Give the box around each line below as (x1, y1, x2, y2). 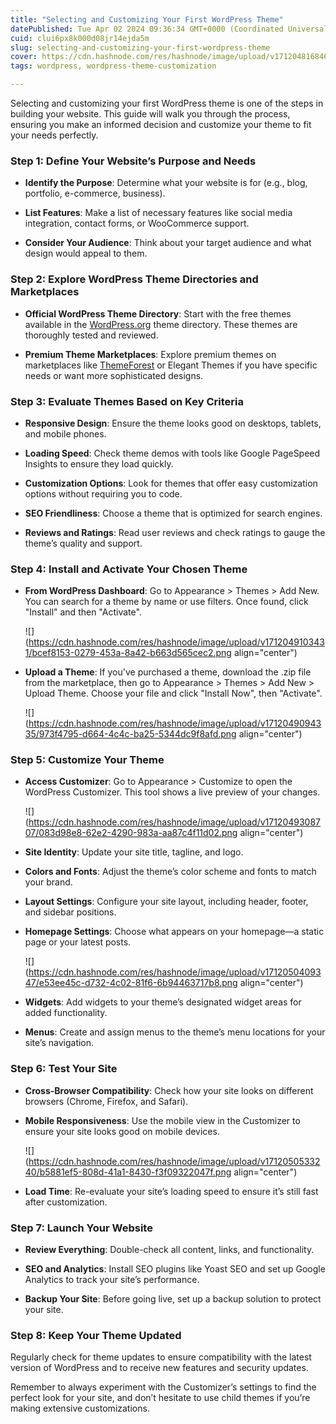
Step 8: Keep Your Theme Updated (10, 1329, 182, 1342)
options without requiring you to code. (24, 487, 183, 500)
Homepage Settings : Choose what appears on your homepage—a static (24, 926, 325, 938)
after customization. (24, 1196, 108, 1208)
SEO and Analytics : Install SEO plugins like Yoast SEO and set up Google (24, 1263, 326, 1275)
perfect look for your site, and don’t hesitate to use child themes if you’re (10, 1392, 311, 1404)
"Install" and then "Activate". (24, 606, 142, 618)
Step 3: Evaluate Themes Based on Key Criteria (10, 394, 244, 408)
